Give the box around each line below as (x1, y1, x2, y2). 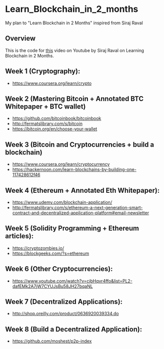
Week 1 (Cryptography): (5, 67, 81, 75)
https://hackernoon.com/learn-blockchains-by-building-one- (12, 167, 137, 173)
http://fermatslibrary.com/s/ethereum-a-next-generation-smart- (12, 205, 143, 210)
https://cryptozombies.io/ (12, 245, 64, 251)
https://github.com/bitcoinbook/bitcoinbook (12, 116, 101, 121)
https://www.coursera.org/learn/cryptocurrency (12, 161, 110, 167)
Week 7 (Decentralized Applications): (5, 297, 123, 306)
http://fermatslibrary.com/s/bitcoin (12, 120, 83, 127)
